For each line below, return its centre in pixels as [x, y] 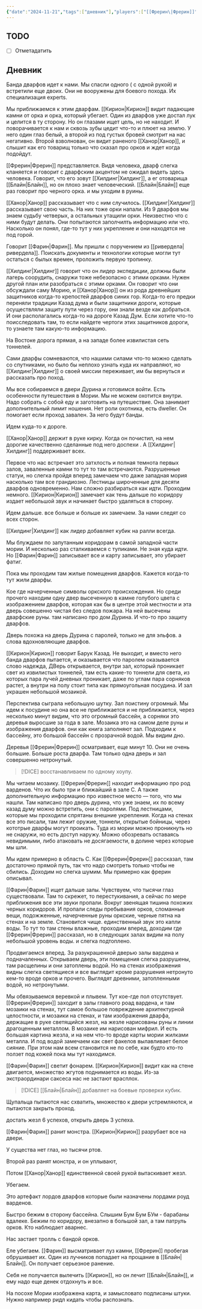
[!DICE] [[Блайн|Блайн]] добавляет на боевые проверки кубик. [101, 1090]
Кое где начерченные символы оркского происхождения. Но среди [94, 592]
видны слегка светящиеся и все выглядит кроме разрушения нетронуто [100, 972]
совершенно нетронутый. [39, 760]
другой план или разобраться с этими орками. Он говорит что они [92, 284]
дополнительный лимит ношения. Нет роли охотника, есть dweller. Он [96, 409]
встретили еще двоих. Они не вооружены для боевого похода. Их [91, 91]
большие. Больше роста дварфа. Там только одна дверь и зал [86, 753]
